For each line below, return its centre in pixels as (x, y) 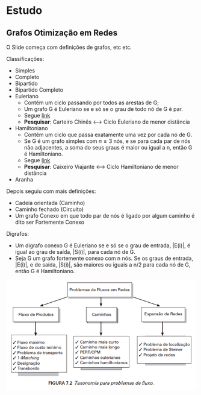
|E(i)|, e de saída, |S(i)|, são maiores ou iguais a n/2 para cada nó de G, (103, 265)
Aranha (24, 179)
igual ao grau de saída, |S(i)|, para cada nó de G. (75, 252)
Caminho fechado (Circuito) (49, 209)
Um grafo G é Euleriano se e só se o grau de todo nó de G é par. (104, 109)
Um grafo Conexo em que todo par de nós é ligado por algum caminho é (105, 216)
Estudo (24, 11)
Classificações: (25, 59)
